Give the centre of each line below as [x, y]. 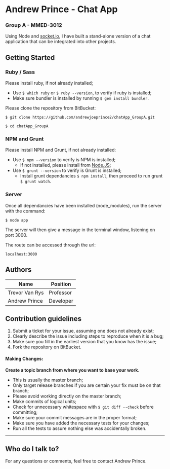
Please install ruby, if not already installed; [49, 83]
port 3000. [16, 235]
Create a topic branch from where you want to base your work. [73, 370]
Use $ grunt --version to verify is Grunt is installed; [67, 170]
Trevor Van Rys [26, 293]
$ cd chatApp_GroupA [27, 126]
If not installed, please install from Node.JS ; [66, 165]
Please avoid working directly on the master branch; [67, 396]
